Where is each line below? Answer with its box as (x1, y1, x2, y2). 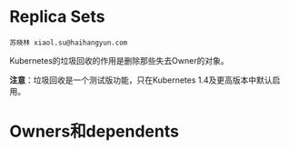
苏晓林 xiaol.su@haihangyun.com (9, 38, 128, 47)
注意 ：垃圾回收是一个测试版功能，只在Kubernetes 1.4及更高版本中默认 (9, 75, 273, 85)
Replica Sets (9, 6, 105, 27)
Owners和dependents (9, 121, 180, 142)
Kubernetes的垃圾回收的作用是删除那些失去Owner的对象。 (9, 55, 229, 65)
